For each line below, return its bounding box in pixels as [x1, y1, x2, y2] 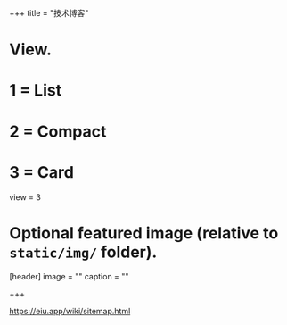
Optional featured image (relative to [9, 222, 279, 243]
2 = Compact [9, 121, 107, 141]
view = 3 [9, 191, 42, 203]
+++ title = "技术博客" [9, 8, 89, 18]
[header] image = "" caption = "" [9, 271, 129, 282]
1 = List [9, 80, 62, 101]
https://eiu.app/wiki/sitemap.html [9, 306, 131, 317]
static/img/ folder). [9, 242, 158, 262]
